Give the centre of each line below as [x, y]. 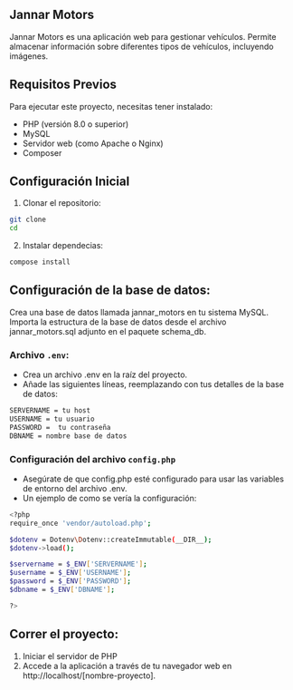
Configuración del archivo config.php [93, 459]
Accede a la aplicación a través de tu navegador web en [127, 666]
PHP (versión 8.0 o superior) [76, 124]
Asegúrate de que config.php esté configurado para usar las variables [153, 479]
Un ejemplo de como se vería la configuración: [109, 498]
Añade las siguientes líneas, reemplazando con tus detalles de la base [153, 384]
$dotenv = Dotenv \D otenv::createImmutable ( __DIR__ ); [111, 539]
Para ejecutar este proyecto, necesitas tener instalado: [111, 106]
